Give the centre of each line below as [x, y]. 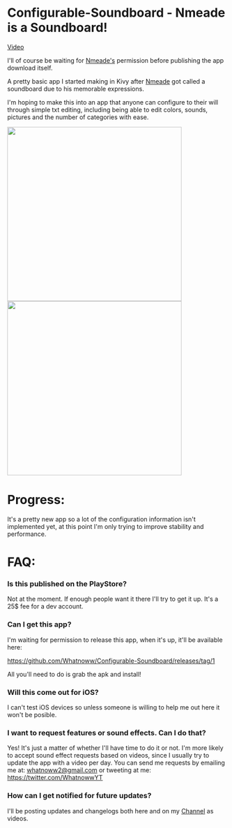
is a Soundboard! [57, 28]
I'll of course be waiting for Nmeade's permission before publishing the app [116, 60]
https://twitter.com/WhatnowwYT [55, 778]
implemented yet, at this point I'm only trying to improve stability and [106, 526]
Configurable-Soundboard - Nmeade [116, 13]
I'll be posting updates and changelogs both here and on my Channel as [110, 811]
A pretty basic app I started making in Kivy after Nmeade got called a [106, 81]
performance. [27, 534]
